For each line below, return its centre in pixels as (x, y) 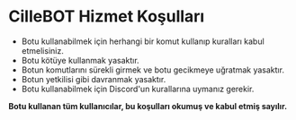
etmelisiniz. (42, 50)
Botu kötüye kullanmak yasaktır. (81, 60)
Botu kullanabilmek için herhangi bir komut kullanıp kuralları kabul (143, 41)
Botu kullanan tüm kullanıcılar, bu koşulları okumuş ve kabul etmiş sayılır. (148, 106)
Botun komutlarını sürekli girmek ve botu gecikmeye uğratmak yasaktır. (153, 70)
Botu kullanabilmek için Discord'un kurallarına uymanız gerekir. (138, 89)
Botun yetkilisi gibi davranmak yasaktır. (94, 79)
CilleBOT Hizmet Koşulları (107, 17)
